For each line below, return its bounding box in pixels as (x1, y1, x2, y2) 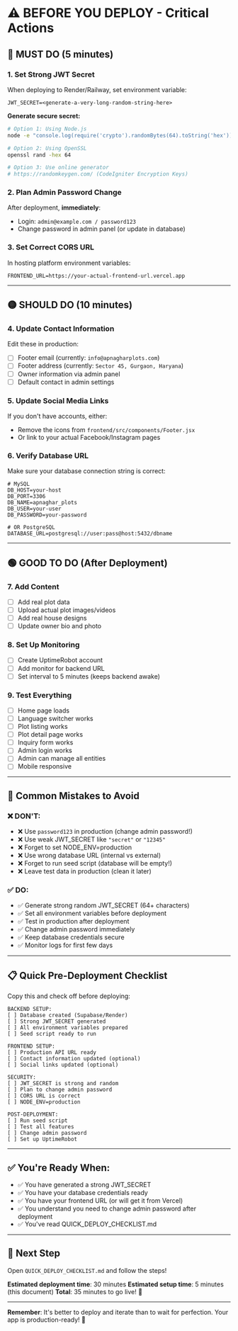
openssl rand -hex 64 (7, 151, 72, 159)
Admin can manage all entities (17, 754, 106, 763)
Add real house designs (17, 614, 87, 623)
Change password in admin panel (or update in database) (17, 225, 186, 233)
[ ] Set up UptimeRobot (7, 1135, 78, 1143)
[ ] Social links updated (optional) (7, 1061, 119, 1069)
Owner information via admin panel (17, 370, 120, 378)
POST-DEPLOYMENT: (7, 1111, 59, 1118)
